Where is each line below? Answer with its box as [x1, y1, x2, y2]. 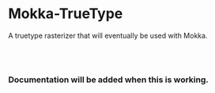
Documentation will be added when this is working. [8, 74, 209, 85]
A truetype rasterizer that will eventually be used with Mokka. [8, 31, 208, 40]
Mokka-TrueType [8, 5, 123, 23]
